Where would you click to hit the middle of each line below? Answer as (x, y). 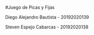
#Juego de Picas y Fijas (30, 7)
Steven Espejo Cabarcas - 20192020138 (47, 27)
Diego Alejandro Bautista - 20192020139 (47, 17)
